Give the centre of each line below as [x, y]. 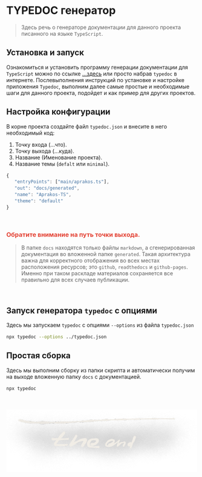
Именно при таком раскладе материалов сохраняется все [97, 274]
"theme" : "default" [39, 201]
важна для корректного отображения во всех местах [90, 261]
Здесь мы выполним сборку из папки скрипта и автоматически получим [101, 370]
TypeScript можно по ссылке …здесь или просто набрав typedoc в [92, 74]
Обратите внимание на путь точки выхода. [73, 234]
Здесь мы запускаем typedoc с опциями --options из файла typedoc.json [100, 325]
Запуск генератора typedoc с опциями [82, 311]
